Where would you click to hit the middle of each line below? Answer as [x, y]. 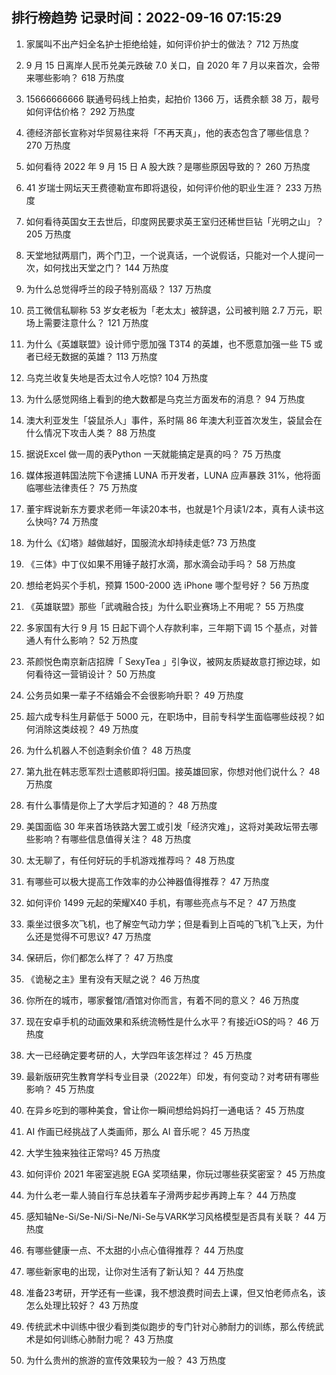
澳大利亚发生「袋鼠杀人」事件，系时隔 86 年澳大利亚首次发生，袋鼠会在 [174, 420]
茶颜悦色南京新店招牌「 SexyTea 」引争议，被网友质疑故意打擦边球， [168, 661]
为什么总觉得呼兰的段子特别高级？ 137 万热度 [118, 289]
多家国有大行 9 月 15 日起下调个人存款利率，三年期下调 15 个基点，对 [167, 627]
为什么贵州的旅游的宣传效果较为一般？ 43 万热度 [126, 1360]
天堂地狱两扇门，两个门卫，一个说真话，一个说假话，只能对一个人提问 [170, 255]
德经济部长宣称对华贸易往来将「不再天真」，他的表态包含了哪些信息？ [168, 132]
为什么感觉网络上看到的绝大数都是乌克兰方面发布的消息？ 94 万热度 [165, 399]
